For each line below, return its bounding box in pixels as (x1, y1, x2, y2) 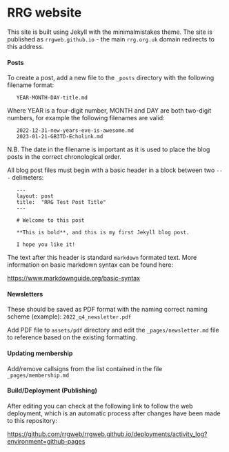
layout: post (16, 193, 54, 200)
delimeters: (12, 173, 44, 182)
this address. (7, 42, 44, 50)
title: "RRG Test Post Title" (16, 199, 107, 206)
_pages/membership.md (7, 372, 70, 379)
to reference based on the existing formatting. (7, 333, 138, 341)
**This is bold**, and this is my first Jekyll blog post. (16, 229, 190, 236)
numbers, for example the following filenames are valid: (7, 114, 165, 122)
